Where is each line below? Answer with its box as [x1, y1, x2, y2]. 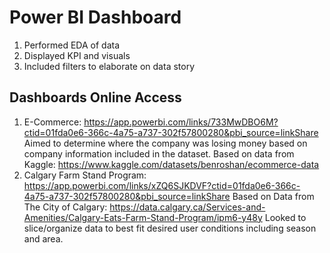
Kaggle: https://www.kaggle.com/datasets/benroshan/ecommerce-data [23, 158, 320, 170]
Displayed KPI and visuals [23, 49, 131, 61]
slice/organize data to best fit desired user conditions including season [23, 222, 317, 234]
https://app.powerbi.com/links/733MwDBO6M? [83, 116, 279, 128]
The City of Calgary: [23, 201, 108, 213]
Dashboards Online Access [9, 89, 182, 106]
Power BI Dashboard [9, 6, 182, 29]
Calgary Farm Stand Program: [23, 169, 147, 181]
